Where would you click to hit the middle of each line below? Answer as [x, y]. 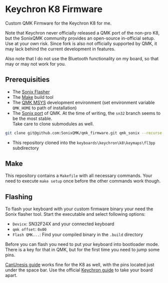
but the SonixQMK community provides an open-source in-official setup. [80, 38]
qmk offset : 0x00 [29, 229]
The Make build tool [33, 97]
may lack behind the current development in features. [60, 49]
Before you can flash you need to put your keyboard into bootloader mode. [82, 244]
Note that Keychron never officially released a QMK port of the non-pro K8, [82, 33]
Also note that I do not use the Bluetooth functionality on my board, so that [82, 58]
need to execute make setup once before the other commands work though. [83, 181]
